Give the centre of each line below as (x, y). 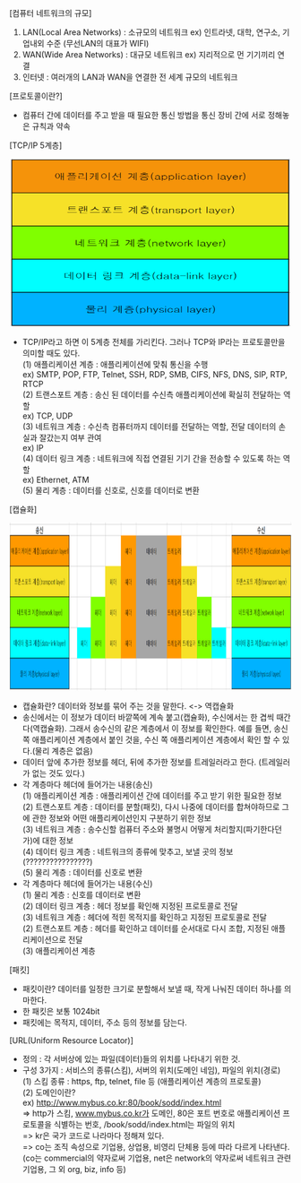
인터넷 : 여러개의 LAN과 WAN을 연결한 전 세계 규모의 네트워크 (130, 77)
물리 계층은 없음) (64, 751)
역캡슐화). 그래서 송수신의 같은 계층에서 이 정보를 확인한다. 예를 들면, (152, 728)
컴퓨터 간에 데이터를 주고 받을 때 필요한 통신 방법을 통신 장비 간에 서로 (144, 115)
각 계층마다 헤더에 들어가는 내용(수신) (87, 884)
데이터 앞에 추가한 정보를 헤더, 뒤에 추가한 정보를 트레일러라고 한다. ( (142, 762)
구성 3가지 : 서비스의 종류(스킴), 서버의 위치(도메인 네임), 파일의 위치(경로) (151, 1070)
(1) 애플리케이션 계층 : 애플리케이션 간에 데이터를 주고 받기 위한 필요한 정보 (152, 795)
